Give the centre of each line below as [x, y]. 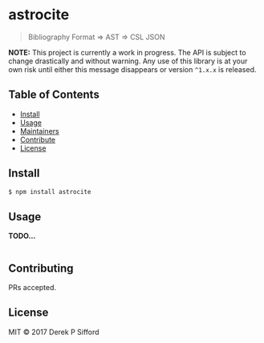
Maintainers [39, 131]
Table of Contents [54, 95]
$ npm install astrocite [50, 192]
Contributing [41, 268]
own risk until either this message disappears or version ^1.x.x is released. [132, 69]
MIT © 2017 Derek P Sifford [54, 332]
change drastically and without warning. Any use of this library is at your [128, 61]
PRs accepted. [32, 288]
